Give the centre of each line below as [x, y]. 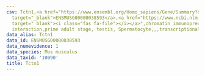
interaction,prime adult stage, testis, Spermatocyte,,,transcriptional [106, 29]
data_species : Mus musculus [42, 52]
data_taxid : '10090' [33, 58]
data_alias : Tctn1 [30, 35]
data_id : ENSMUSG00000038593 [43, 40]
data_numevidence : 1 [33, 47]
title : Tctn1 [23, 63]
